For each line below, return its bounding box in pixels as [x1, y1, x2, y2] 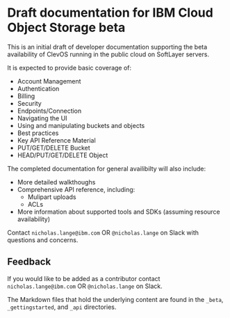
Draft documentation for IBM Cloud [7, 5, 213, 21]
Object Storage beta [7, 19, 126, 35]
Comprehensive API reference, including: [17, 185, 135, 193]
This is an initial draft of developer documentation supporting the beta [7, 42, 208, 51]
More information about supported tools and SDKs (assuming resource [17, 207, 220, 216]
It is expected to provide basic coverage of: [7, 63, 132, 72]
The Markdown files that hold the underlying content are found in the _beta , [7, 295, 224, 303]
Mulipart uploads [27, 193, 76, 201]
